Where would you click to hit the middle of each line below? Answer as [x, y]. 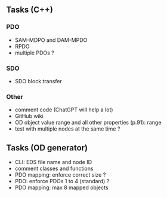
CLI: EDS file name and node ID [53, 162]
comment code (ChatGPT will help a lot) [64, 110]
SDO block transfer [38, 81]
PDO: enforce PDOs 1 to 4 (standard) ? [62, 181]
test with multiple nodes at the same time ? [67, 129]
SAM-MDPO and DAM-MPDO [51, 40]
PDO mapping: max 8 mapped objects [61, 187]
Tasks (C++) [30, 10]
